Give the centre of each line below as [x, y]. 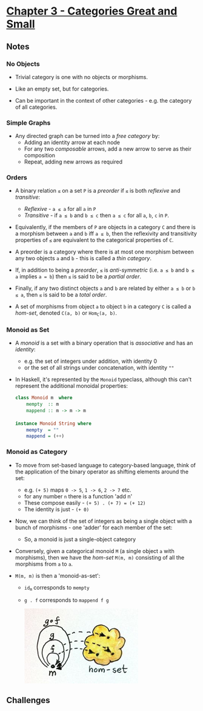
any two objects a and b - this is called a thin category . [83, 258]
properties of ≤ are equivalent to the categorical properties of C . [94, 240]
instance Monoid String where [53, 424]
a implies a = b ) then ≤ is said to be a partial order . [78, 276]
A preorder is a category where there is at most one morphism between [104, 252]
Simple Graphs [28, 123]
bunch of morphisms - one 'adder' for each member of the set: [94, 527]
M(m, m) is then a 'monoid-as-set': [58, 575]
